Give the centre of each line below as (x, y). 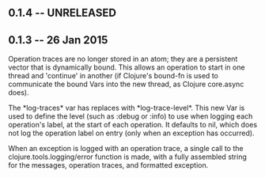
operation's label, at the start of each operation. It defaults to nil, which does (133, 125)
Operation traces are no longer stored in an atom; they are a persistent (123, 59)
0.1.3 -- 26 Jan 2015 (58, 40)
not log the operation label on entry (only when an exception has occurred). (131, 133)
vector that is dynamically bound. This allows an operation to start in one (127, 67)
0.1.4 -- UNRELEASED (62, 13)
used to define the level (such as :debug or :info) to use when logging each (131, 116)
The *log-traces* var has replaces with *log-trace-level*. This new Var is (127, 108)
